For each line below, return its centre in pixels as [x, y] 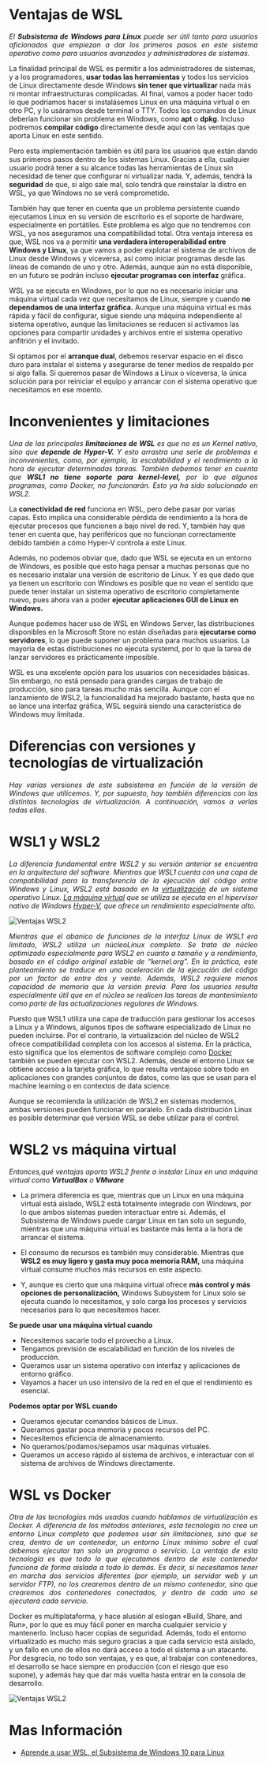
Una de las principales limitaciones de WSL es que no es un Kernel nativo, [133, 443]
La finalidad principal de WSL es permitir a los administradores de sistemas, [132, 68]
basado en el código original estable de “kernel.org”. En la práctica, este [133, 961]
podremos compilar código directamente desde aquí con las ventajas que [129, 127]
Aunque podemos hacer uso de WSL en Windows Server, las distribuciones [132, 623]
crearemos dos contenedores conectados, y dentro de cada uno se [133, 1592]
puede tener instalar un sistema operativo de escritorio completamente [124, 591]
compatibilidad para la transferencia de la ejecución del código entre [133, 880]
